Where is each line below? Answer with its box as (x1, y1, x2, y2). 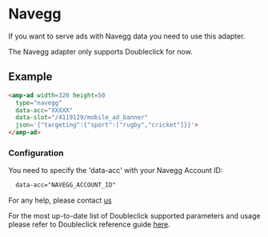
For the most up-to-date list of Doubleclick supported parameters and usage (8, 211, 261, 221)
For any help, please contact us (8, 195, 112, 205)
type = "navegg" (15, 98, 62, 106)
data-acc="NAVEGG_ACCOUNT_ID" (15, 181, 116, 189)
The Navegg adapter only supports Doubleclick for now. (8, 46, 194, 56)
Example (8, 70, 53, 84)
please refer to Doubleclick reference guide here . (8, 219, 170, 229)
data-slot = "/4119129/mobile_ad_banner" (15, 114, 149, 122)
